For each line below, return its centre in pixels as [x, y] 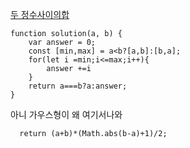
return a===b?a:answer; [78, 86]
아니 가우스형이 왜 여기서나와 [66, 114]
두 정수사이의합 [40, 14]
